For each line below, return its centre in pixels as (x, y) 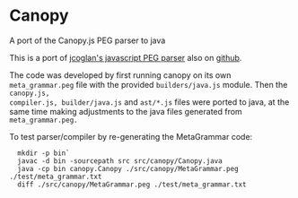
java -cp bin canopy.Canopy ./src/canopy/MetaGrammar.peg (128, 168)
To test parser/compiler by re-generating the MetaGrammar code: (131, 136)
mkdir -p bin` (44, 153)
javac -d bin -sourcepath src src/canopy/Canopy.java (120, 161)
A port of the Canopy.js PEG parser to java (88, 40)
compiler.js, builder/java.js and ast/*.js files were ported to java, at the (149, 102)
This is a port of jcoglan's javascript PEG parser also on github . (126, 57)
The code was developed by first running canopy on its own (120, 75)
